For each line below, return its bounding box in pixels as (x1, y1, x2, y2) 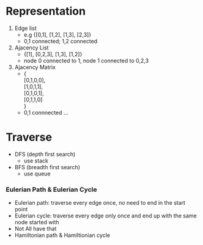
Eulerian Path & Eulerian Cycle (6, 185, 97, 194)
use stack (23, 157, 48, 164)
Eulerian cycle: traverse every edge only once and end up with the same (14, 212, 197, 219)
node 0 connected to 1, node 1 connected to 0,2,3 (23, 57, 149, 64)
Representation (6, 4, 86, 18)
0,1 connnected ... (23, 109, 68, 116)
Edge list (14, 24, 37, 32)
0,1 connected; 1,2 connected (23, 37, 98, 45)
